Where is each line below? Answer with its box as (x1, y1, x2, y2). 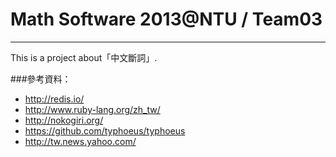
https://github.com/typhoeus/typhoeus (24, 124, 186, 137)
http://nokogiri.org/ (24, 114, 104, 126)
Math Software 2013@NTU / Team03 (10, 8, 323, 31)
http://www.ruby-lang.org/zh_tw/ (24, 103, 161, 115)
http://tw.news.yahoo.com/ (24, 135, 137, 147)
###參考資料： (10, 73, 72, 85)
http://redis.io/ (24, 93, 85, 105)
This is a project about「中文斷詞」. (10, 51, 158, 63)
